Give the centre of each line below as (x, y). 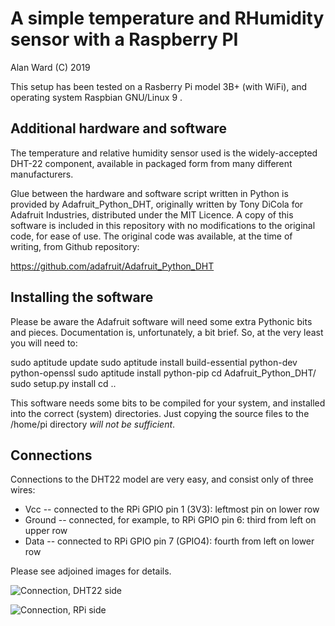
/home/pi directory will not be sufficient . (93, 424)
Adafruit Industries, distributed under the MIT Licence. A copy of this (152, 214)
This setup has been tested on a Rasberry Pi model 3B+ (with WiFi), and (159, 86)
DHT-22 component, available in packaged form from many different (151, 163)
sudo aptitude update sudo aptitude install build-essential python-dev (154, 362)
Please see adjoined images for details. (91, 571)
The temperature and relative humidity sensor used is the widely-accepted (164, 153)
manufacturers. (42, 174)
